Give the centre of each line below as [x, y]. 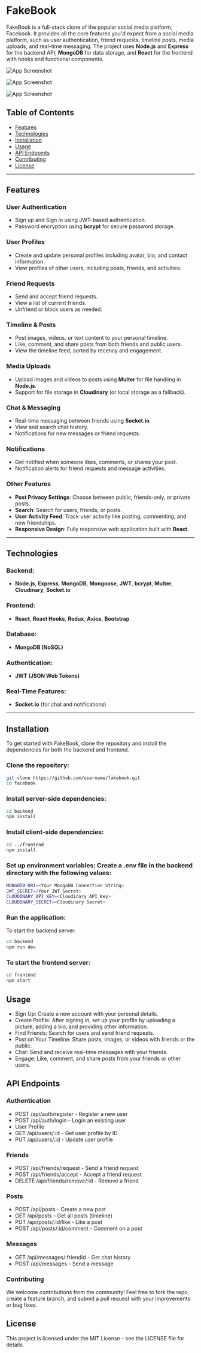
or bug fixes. [22, 1305]
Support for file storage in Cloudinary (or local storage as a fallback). [100, 392]
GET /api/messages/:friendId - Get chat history [73, 1257]
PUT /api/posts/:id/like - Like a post [59, 1222]
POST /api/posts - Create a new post [60, 1210]
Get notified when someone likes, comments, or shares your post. [96, 462]
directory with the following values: [59, 873]
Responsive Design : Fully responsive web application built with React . [102, 529]
